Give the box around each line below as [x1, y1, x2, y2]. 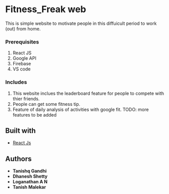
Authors [5, 154, 32, 163]
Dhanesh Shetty [12, 173, 48, 179]
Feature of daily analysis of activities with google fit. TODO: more [12, 106, 149, 112]
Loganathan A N [12, 179, 48, 185]
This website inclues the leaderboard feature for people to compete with [12, 90, 164, 96]
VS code [12, 66, 31, 72]
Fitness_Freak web [5, 4, 86, 15]
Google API [12, 55, 37, 61]
